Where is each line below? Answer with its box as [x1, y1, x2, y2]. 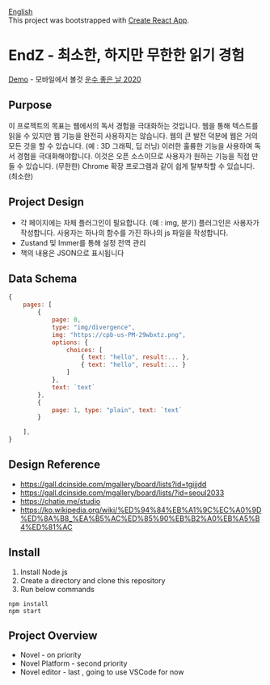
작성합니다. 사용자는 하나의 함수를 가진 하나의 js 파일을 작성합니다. [19, 228, 229, 237]
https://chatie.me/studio [19, 496, 101, 506]
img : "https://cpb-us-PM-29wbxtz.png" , [51, 330, 186, 338]
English [8, 7, 33, 16]
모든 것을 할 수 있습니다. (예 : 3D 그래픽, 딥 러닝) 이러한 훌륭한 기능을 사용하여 [8, 141, 253, 150]
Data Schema [8, 271, 78, 285]
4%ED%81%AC [19, 522, 73, 532]
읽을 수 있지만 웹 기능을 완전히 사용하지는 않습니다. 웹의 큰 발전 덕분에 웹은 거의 [8, 131, 259, 141]
